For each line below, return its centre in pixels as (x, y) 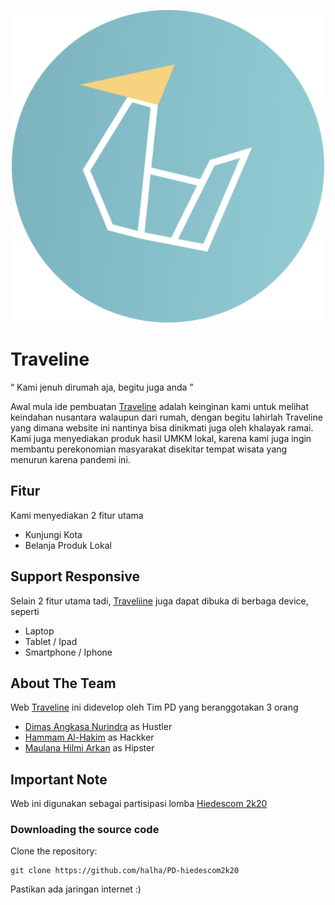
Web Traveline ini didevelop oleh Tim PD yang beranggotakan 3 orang (154, 707)
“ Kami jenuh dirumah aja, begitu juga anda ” (102, 387)
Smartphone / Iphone (68, 652)
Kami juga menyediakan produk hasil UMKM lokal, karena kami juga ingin (161, 438)
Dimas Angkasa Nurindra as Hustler (98, 727)
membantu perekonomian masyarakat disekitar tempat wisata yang (149, 449)
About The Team (63, 683)
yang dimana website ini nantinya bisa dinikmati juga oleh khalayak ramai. (162, 427)
